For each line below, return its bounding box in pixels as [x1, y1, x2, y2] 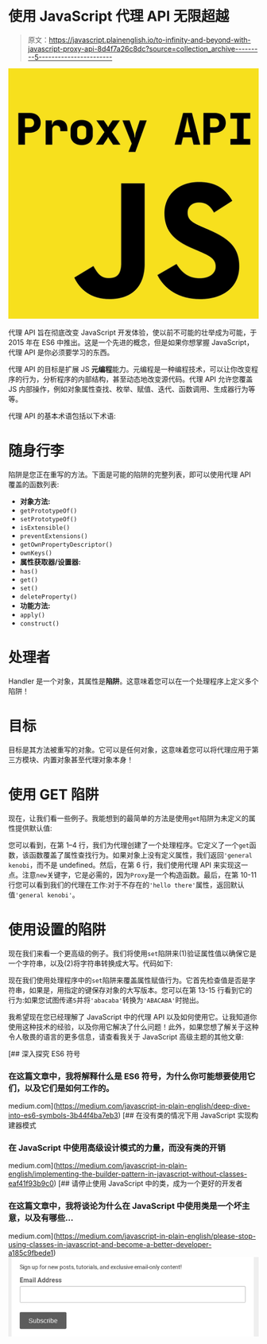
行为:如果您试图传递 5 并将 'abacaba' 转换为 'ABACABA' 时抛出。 [8, 995, 204, 1005]
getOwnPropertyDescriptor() [19, 540, 113, 548]
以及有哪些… [24, 1213, 74, 1224]
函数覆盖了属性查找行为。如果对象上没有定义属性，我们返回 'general [29, 850, 253, 859]
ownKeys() [19, 549, 53, 557]
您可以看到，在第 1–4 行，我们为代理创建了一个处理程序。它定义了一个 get [8, 840, 250, 850]
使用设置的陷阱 [8, 920, 106, 939]
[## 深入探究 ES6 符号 [8, 1048, 81, 1058]
